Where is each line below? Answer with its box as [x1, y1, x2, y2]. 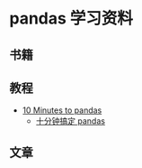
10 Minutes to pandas [22, 105, 102, 116]
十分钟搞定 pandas [35, 116, 106, 126]
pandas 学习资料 [9, 8, 133, 29]
